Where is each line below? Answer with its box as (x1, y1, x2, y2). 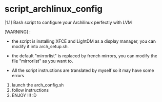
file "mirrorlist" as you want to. (11, 58, 74, 64)
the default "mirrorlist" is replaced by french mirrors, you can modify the (11, 52, 158, 59)
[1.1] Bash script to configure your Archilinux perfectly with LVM (4, 19, 132, 25)
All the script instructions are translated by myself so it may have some (11, 67, 154, 73)
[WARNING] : (4, 29, 31, 34)
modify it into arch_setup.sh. (11, 43, 69, 49)
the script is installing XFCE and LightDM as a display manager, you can (11, 38, 156, 44)
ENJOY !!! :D (11, 92, 37, 98)
